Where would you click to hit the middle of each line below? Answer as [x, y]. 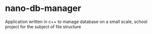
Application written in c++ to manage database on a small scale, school [76, 22]
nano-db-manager [43, 8]
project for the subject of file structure [43, 26]
